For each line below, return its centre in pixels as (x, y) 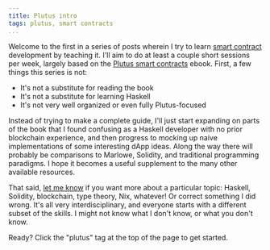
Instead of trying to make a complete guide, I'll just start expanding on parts (134, 120)
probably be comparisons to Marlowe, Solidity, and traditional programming (134, 155)
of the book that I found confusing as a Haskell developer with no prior (126, 129)
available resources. (42, 172)
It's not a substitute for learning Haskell (85, 96)
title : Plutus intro (43, 16)
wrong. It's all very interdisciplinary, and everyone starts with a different (127, 204)
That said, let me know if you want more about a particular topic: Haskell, (130, 187)
